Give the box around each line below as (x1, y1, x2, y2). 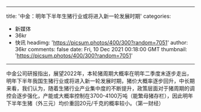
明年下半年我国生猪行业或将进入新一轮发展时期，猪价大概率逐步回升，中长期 (6, 77, 195, 84)
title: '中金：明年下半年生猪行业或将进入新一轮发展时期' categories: (6, 13, 172, 20)
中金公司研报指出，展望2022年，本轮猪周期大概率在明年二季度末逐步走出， (6, 70, 193, 77)
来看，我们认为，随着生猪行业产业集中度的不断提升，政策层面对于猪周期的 (6, 85, 190, 92)
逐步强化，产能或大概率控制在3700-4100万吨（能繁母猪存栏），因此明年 (16, 92, 193, 99)
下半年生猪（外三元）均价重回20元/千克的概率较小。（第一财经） (6, 99, 165, 107)
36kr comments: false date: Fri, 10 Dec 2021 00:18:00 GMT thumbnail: (14, 46, 187, 52)
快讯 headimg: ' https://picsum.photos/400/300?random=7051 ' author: (14, 39, 188, 46)
